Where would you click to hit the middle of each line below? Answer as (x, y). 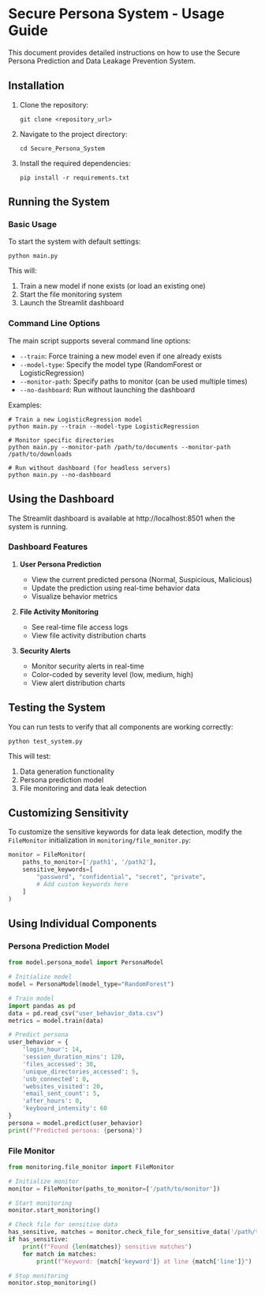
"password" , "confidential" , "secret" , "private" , (121, 877)
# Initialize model (40, 977)
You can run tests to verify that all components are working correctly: (121, 727)
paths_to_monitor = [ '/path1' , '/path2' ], (90, 862)
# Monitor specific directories (61, 440)
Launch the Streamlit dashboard (72, 303)
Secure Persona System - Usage (116, 14)
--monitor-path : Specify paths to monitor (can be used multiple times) (134, 381)
